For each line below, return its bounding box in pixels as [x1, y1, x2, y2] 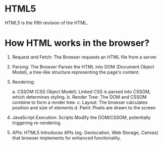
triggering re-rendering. [12, 119, 62, 126]
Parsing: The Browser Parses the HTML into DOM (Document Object [12, 63, 154, 69]
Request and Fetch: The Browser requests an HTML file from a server [12, 54, 157, 60]
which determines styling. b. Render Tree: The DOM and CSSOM [12, 94, 147, 100]
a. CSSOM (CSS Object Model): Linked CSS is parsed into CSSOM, [12, 89, 151, 95]
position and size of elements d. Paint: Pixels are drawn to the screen [12, 104, 156, 111]
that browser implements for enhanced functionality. [12, 134, 122, 141]
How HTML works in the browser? [5, 37, 150, 49]
